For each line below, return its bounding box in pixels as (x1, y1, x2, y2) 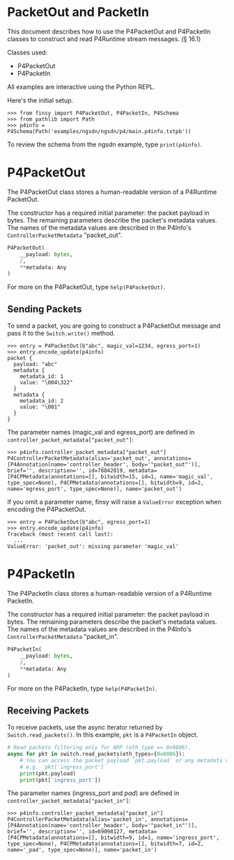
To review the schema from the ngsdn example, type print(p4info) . (7, 140, 203, 149)
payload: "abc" (13, 361, 58, 368)
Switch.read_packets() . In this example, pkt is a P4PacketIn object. (7, 730, 198, 739)
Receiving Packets (7, 704, 89, 716)
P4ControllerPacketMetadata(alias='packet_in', (7, 816, 148, 823)
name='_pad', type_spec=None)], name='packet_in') (7, 847, 157, 854)
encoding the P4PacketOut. (7, 505, 87, 513)
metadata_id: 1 (19, 373, 64, 380)
